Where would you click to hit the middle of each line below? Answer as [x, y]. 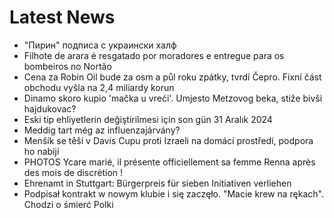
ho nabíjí [41, 151]
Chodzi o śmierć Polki [68, 204]
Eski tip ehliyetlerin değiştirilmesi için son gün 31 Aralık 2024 [148, 119]
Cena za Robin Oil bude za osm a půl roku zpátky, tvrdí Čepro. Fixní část [172, 77]
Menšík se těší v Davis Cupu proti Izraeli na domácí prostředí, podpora [168, 140]
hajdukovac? [50, 108]
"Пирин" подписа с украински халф [100, 45]
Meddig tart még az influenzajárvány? [102, 130]
